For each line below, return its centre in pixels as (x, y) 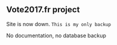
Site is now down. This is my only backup (59, 24)
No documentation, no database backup (56, 36)
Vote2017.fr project (43, 10)
